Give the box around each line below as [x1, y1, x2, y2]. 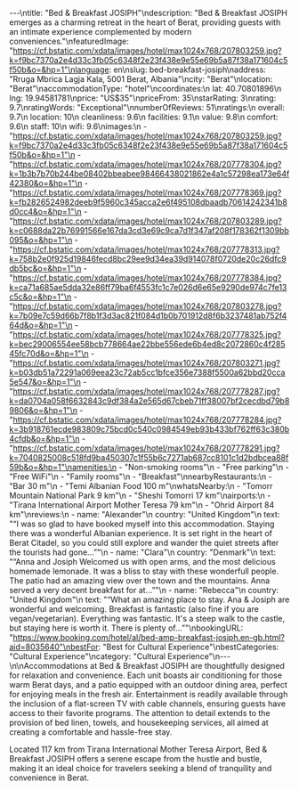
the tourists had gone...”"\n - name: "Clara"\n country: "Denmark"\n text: [9, 547, 276, 558]
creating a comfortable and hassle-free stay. [9, 727, 173, 737]
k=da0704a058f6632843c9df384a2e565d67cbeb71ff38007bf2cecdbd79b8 [9, 395, 290, 406]
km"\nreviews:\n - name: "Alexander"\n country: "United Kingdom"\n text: [9, 509, 280, 519]
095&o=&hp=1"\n [9, 235, 73, 245]
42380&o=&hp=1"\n [9, 178, 83, 188]
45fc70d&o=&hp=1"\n [9, 348, 89, 359]
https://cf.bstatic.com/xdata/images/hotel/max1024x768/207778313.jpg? [12, 244, 280, 255]
